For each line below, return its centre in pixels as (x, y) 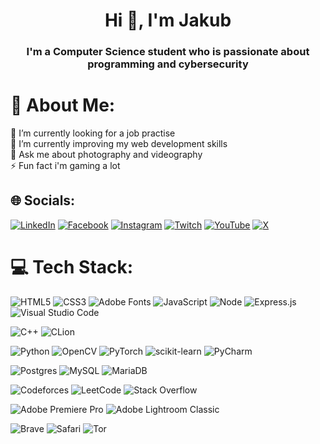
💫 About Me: (63, 105)
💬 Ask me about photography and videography (106, 155)
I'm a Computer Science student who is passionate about (168, 52)
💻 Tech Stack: (72, 267)
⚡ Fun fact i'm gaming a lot (65, 166)
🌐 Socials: (43, 200)
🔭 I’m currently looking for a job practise (93, 133)
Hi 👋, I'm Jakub (168, 20)
